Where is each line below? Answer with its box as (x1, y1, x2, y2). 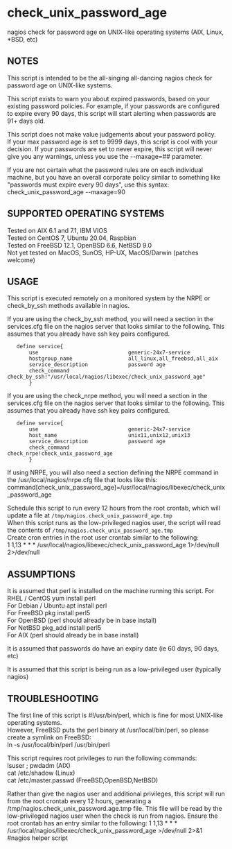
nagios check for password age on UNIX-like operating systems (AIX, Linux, (7, 28, 224, 36)
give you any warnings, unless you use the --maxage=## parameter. (7, 152, 203, 160)
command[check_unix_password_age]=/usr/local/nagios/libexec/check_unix (7, 483, 225, 492)
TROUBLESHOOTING (7, 692, 99, 705)
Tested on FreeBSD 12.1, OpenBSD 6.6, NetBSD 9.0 (7, 241, 152, 249)
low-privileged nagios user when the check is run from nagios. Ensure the (7, 812, 218, 820)
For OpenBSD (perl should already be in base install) (7, 616, 157, 625)
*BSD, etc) (7, 35, 38, 43)
